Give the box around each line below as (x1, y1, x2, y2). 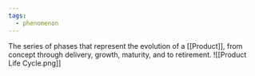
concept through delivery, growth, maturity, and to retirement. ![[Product (8, 50, 247, 59)
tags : (8, 11, 26, 20)
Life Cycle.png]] (8, 58, 62, 68)
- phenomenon (15, 19, 59, 27)
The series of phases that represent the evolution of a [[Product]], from (8, 41, 243, 50)
